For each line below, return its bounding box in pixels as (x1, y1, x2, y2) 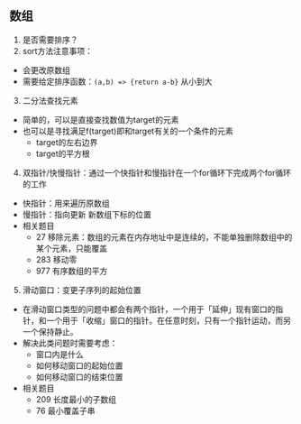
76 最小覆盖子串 (35, 405, 96, 416)
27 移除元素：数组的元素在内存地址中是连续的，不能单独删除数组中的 (35, 231, 293, 242)
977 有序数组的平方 (35, 265, 108, 276)
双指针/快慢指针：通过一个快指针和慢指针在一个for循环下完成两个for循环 (22, 167, 291, 178)
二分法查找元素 (22, 95, 78, 106)
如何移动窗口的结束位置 (35, 371, 123, 382)
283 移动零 (35, 253, 78, 264)
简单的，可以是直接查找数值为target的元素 (22, 114, 179, 124)
